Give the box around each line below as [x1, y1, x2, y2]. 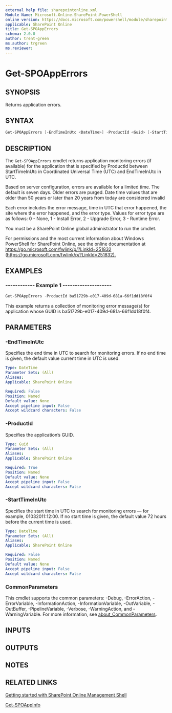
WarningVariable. [5, 611, 42, 617]
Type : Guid [5, 441, 29, 447]
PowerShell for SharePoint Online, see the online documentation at [5, 241, 146, 247]
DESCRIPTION [5, 144, 51, 153]
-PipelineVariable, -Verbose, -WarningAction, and [28, 606, 132, 612]
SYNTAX [5, 116, 34, 125]
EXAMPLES [5, 267, 42, 275]
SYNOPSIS [5, 88, 40, 97]
